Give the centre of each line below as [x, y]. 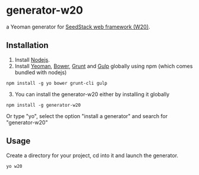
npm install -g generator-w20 [44, 105]
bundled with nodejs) [41, 72]
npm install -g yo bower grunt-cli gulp [57, 83]
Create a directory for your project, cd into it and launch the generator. [92, 155]
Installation [27, 45]
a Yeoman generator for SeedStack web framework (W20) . [78, 27]
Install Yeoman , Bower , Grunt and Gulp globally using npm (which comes [104, 66]
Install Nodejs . [32, 59]
